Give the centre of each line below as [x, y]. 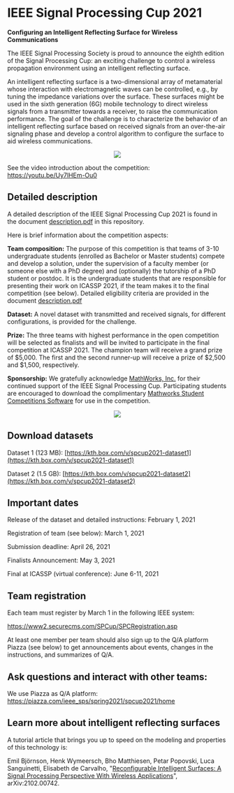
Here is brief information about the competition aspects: [88, 235]
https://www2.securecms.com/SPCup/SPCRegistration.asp [93, 627]
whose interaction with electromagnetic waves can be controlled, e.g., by [113, 89]
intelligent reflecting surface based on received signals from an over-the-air [116, 126]
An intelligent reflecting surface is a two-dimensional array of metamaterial [115, 81]
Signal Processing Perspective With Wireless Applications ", [93, 776]
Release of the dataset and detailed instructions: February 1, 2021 [101, 520]
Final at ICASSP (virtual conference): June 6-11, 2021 [83, 574]
